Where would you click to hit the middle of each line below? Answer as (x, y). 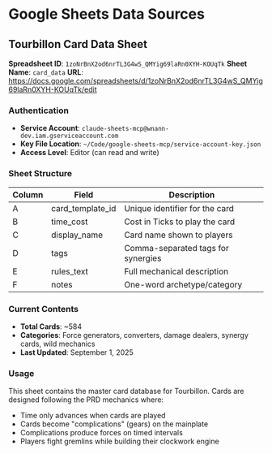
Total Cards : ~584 (51, 326)
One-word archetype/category (183, 284)
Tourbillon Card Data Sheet (78, 44)
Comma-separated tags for (176, 248)
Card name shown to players (178, 235)
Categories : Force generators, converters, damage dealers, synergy (134, 335)
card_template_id (84, 208)
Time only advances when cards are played (93, 416)
